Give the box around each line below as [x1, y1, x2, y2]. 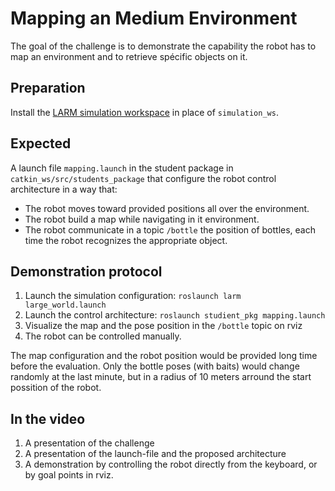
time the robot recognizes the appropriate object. [24, 234, 228, 246]
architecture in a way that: [10, 183, 118, 195]
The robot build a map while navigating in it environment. [24, 213, 260, 225]
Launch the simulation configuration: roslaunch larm [24, 290, 242, 302]
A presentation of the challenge [24, 437, 155, 449]
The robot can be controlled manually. [24, 330, 182, 342]
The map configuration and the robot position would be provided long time [10, 350, 318, 362]
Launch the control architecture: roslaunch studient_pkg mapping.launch [24, 309, 326, 321]
